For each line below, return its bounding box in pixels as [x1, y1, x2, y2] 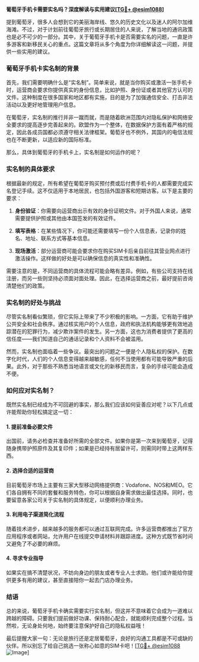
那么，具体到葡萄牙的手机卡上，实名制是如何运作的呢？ [6, 148, 141, 156]
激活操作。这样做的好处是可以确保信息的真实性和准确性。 [14, 255, 155, 262]
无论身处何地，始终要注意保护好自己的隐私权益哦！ [21, 622, 146, 629]
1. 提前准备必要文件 [6, 423, 53, 430]
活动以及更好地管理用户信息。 [6, 101, 79, 109]
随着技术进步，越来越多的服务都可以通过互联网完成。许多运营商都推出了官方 [6, 525, 193, 532]
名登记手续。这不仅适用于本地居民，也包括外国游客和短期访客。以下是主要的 [6, 187, 193, 194]
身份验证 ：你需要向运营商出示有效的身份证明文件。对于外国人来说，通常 [14, 207, 191, 214]
